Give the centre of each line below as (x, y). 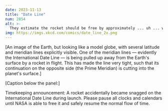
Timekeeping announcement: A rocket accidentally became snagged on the (83, 93)
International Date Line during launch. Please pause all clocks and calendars (84, 98)
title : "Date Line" (25, 14)
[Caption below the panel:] (32, 83)
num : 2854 (15, 19)
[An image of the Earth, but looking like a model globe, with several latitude (82, 47)
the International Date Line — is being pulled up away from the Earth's (77, 57)
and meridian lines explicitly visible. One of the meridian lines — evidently (81, 52)
